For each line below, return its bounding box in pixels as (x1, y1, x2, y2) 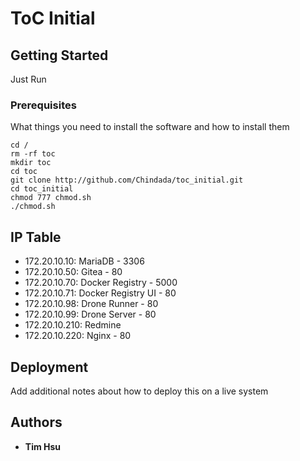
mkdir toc (10, 158, 52, 168)
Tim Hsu (24, 440, 62, 452)
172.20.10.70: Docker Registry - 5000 (24, 277, 178, 289)
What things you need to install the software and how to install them (10, 121, 290, 133)
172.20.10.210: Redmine (24, 319, 122, 331)
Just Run (10, 73, 47, 85)
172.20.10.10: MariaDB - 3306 (24, 255, 145, 267)
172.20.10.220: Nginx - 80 (24, 330, 132, 342)
